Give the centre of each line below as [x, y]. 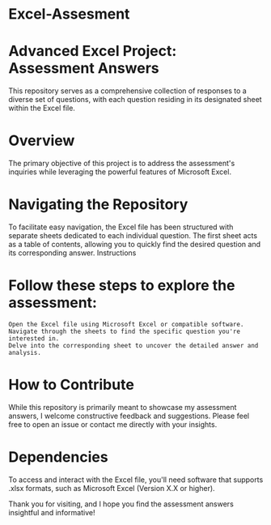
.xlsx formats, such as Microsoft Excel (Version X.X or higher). [112, 488]
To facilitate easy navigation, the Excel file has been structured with [121, 227]
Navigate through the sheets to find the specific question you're [125, 331]
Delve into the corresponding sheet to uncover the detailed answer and [133, 345]
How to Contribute [72, 385]
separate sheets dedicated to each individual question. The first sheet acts [133, 235]
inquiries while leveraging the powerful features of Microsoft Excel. [120, 172]
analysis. [25, 352]
